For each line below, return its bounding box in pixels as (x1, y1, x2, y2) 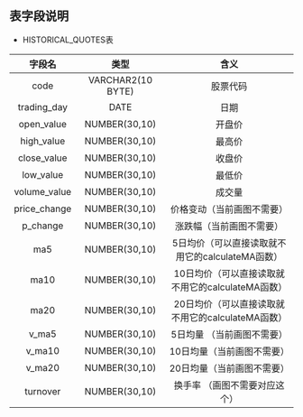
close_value (17, 152, 68, 164)
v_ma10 (25, 344, 60, 357)
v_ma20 (25, 361, 60, 374)
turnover (24, 385, 61, 397)
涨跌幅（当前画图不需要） (174, 219, 284, 232)
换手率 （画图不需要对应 (173, 378, 277, 391)
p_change (22, 219, 64, 232)
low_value (22, 168, 64, 181)
